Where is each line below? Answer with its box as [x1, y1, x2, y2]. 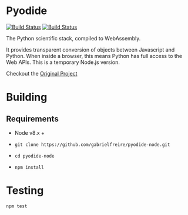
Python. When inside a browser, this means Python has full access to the [6, 52, 183, 59]
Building [6, 91, 48, 104]
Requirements [6, 114, 59, 124]
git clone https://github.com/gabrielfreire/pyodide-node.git [14, 142, 170, 148]
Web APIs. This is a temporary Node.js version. [6, 59, 120, 66]
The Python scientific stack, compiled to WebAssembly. [6, 35, 141, 42]
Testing [6, 184, 44, 197]
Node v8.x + [14, 129, 45, 136]
